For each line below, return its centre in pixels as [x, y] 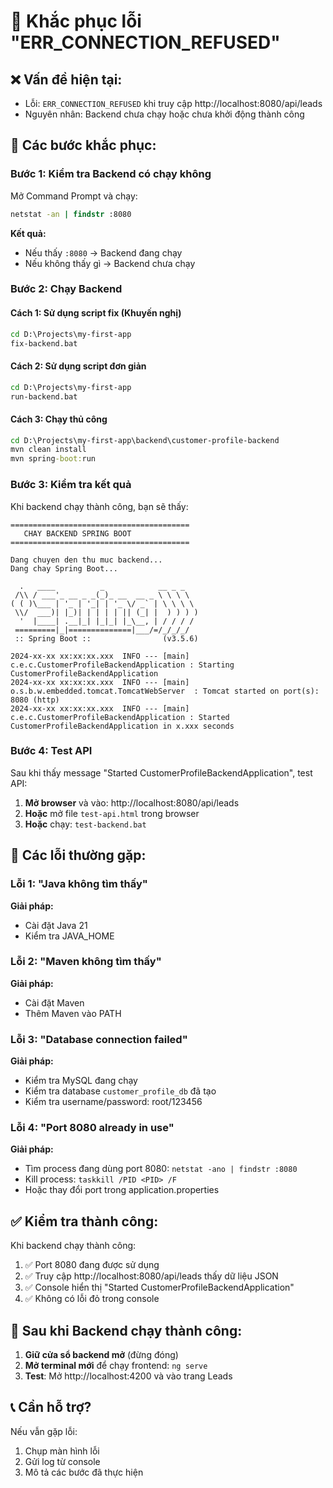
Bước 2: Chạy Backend [66, 289]
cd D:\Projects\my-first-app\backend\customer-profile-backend [145, 440]
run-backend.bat [44, 396]
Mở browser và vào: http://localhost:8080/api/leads [132, 802]
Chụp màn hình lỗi [62, 1451]
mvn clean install [48, 450]
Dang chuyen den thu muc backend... [86, 560]
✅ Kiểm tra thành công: [84, 1221]
